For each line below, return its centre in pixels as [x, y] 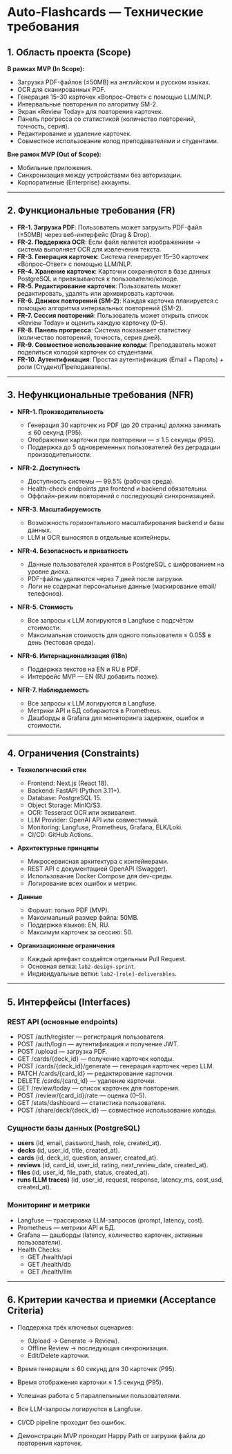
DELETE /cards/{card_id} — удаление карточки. [87, 1081]
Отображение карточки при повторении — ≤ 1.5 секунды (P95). [121, 440]
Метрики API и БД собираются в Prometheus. [95, 710]
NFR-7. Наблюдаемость [53, 690]
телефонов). [45, 593]
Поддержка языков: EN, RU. [68, 925]
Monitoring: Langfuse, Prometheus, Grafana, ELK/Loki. [105, 827]
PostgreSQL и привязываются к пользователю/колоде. [98, 278]
